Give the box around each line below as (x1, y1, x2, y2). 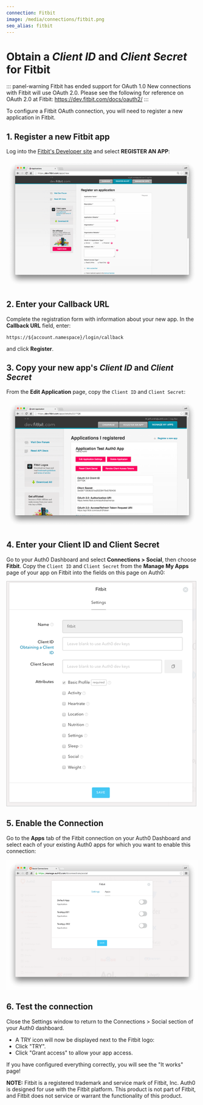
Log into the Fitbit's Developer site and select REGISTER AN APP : (6, 148, 170, 155)
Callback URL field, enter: (6, 321, 71, 329)
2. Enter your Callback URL (6, 299, 109, 310)
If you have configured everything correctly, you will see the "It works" (6, 1061, 184, 1068)
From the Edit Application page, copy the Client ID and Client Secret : (6, 388, 186, 396)
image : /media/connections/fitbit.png (6, 16, 105, 23)
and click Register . (6, 345, 53, 353)
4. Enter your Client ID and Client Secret (6, 539, 160, 550)
